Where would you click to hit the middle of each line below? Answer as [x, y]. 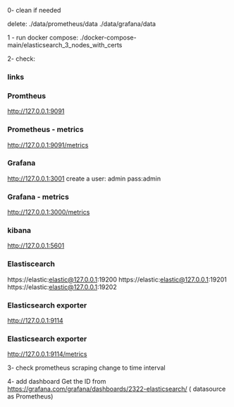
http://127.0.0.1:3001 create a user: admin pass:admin [84, 178]
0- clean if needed [34, 10]
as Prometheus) [30, 396]
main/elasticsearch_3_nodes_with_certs [65, 45]
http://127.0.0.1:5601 [36, 245]
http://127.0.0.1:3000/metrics [49, 212]
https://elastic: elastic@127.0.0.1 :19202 [62, 287]
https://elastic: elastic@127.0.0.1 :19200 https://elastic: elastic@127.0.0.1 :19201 [117, 279]
